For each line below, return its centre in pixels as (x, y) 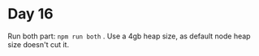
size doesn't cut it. (39, 44)
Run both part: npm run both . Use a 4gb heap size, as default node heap (129, 36)
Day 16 (30, 14)
